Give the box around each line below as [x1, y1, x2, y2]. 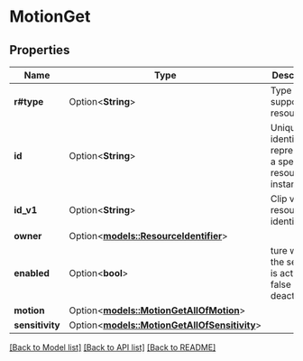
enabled [14, 267, 50, 279]
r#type [14, 96, 44, 107]
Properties [9, 42, 70, 58]
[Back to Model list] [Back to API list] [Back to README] [9, 342, 216, 353]
